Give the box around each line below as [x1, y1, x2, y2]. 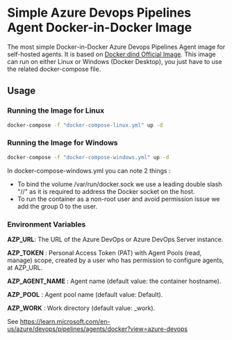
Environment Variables [7, 219, 86, 229]
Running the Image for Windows [7, 138, 118, 147]
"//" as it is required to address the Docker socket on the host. [17, 187, 195, 195]
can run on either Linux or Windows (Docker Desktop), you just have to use [7, 57, 222, 65]
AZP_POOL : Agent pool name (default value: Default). [7, 290, 163, 298]
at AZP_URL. [7, 263, 43, 272]
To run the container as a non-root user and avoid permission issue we [17, 195, 220, 203]
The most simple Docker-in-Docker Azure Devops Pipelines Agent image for [7, 42, 226, 51]
